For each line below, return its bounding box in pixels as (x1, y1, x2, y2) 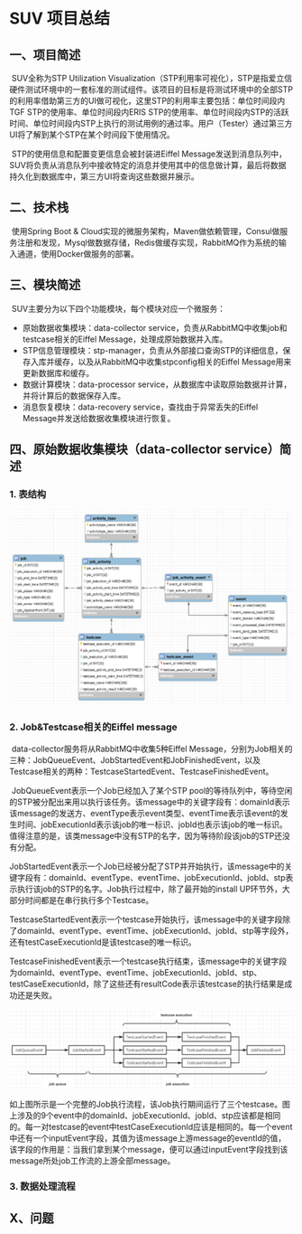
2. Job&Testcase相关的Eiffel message (9, 721, 178, 733)
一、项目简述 (9, 47, 81, 62)
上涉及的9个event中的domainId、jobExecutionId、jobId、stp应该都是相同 (9, 1109, 281, 1121)
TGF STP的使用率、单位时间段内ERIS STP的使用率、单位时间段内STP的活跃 (9, 107, 290, 118)
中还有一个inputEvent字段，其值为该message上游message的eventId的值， (9, 1132, 287, 1144)
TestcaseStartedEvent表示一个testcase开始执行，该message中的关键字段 (9, 914, 283, 925)
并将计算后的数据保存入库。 (22, 390, 126, 400)
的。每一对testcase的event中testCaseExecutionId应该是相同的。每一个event (9, 1121, 293, 1132)
